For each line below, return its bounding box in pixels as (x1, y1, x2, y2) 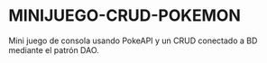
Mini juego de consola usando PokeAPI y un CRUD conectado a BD (8, 35, 258, 46)
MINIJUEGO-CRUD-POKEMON (8, 5, 241, 26)
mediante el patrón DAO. (8, 44, 100, 55)
